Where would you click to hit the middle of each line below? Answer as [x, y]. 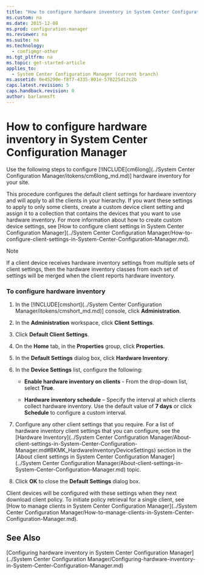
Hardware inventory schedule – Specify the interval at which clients [110, 400]
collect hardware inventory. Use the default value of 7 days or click [108, 406]
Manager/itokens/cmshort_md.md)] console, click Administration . [98, 311]
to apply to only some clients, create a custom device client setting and [95, 206]
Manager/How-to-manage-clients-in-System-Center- [127, 512]
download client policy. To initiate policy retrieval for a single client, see [95, 499]
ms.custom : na [24, 18]
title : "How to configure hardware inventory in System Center [88, 12]
